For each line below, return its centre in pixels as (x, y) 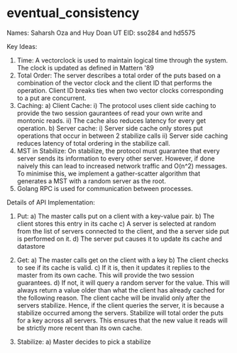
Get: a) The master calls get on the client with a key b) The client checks (122, 260)
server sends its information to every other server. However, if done (116, 158)
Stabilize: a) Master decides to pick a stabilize (84, 342)
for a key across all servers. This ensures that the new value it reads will (122, 320)
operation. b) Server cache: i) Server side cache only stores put (110, 128)
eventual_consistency (73, 13)
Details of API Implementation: (51, 202)
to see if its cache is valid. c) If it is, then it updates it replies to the (114, 267)
